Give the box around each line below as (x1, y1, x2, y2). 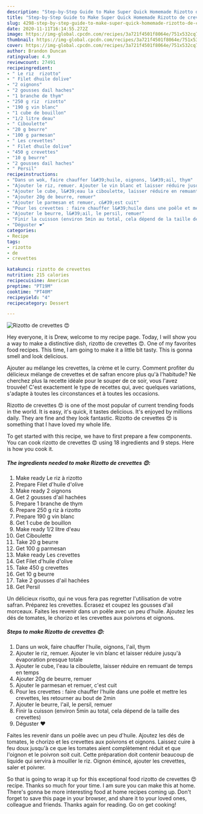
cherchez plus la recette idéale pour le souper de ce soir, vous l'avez (7, 377, 178, 385)
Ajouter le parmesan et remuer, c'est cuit (15, 682, 117, 689)
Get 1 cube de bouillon (15, 519, 72, 526)
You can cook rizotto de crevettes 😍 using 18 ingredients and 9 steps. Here (7, 439, 195, 446)
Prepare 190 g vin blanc (15, 513, 75, 520)
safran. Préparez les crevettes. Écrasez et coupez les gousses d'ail (7, 601, 173, 609)
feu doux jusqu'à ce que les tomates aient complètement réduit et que (7, 745, 181, 752)
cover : (7, 43, 23, 49)
